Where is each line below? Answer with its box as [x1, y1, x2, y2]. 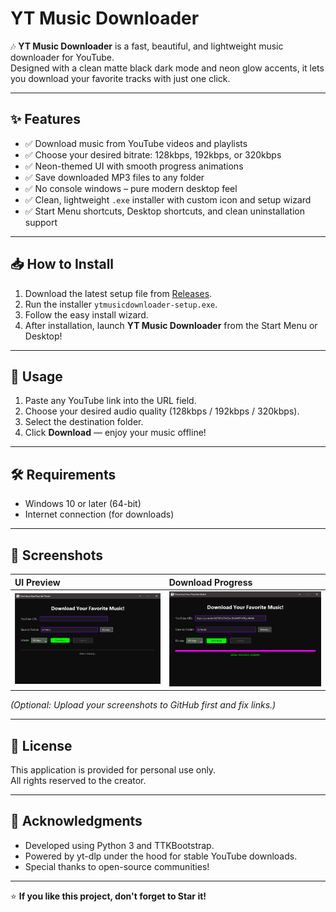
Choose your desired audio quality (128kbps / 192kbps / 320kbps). [24, 405, 300, 417]
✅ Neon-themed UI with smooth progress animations [24, 160, 244, 172]
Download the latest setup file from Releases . [24, 287, 213, 299]
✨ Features [10, 111, 81, 128]
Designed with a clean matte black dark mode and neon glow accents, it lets [10, 62, 325, 74]
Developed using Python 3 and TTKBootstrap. [24, 839, 215, 851]
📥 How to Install [10, 256, 115, 273]
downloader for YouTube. [10, 51, 115, 63]
